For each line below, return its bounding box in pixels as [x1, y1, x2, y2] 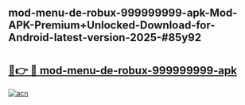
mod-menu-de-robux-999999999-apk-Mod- [8, 6, 238, 20]
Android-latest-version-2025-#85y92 [8, 31, 201, 44]
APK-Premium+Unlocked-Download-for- [8, 19, 216, 32]
